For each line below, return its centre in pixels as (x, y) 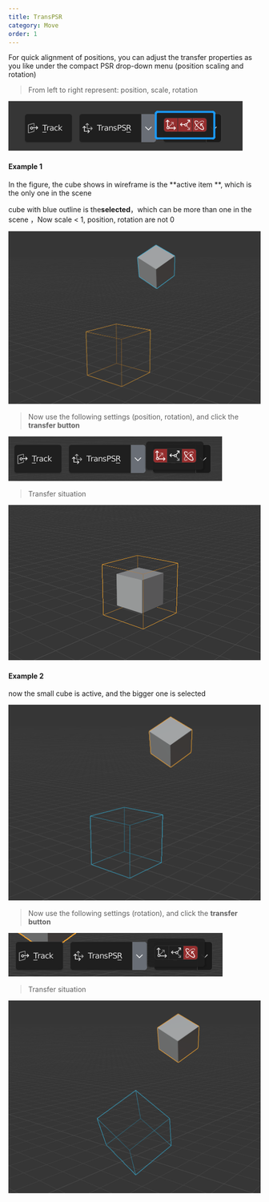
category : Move (34, 25)
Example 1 (25, 166)
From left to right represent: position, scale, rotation (113, 90)
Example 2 (26, 676)
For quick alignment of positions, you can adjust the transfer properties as (130, 58)
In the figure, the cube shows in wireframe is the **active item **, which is (130, 184)
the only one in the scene (50, 193)
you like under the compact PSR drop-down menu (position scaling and (126, 66)
